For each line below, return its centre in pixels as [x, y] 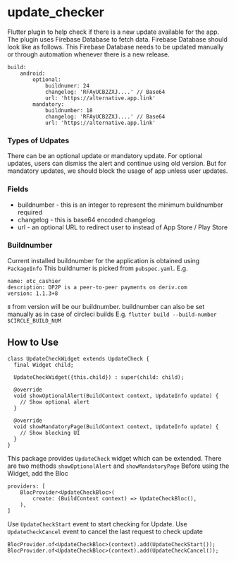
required [30, 212]
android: [33, 73]
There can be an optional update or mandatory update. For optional [105, 156]
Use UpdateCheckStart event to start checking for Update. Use [98, 524]
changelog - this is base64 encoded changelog [86, 219]
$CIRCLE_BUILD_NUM [34, 321]
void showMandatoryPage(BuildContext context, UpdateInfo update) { [116, 427]
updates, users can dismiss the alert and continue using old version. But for [117, 164]
